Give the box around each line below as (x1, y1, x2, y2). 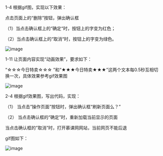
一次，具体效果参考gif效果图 (9, 73, 68, 78)
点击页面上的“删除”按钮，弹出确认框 (5, 15, 79, 21)
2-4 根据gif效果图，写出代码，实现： (5, 93, 81, 99)
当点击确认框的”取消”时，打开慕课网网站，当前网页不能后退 (5, 125, 127, 131)
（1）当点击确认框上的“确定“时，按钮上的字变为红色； (5, 25, 116, 31)
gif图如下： (5, 136, 28, 141)
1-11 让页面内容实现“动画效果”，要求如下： (5, 56, 92, 62)
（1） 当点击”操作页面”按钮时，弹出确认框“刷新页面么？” (5, 104, 121, 109)
